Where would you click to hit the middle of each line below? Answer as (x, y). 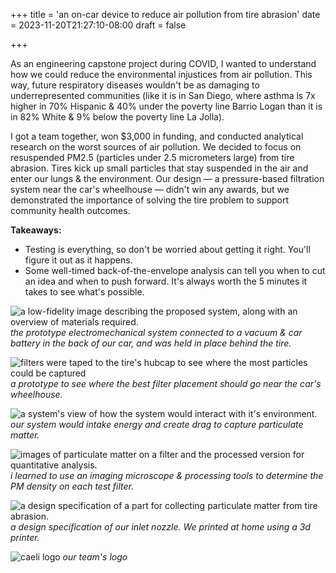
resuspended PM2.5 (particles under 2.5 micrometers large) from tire (152, 157)
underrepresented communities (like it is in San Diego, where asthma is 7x (163, 95)
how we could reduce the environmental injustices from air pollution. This (161, 74)
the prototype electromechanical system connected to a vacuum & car (156, 332)
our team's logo (95, 557)
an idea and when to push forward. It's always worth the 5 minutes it (166, 281)
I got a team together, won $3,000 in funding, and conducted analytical (157, 136)
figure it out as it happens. (78, 260)
